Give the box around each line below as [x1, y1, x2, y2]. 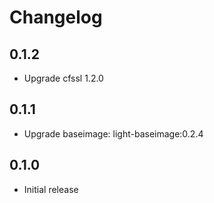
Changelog [9, 6, 103, 29]
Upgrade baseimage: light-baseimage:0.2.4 [23, 127, 204, 140]
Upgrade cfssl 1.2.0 [23, 72, 104, 84]
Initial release [23, 183, 79, 195]
